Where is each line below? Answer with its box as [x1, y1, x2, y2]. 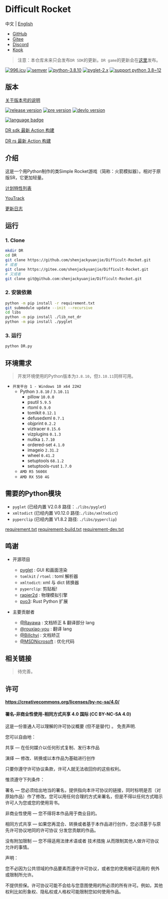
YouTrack [5, 195, 25, 201]
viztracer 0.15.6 [27, 426, 61, 432]
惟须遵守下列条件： [5, 776, 45, 782]
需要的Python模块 [5, 490, 61, 498]
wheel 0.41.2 [27, 453, 55, 459]
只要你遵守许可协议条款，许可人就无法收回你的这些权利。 [5, 766, 123, 772]
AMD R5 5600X [19, 470, 47, 475]
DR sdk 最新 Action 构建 [5, 127, 54, 133]
